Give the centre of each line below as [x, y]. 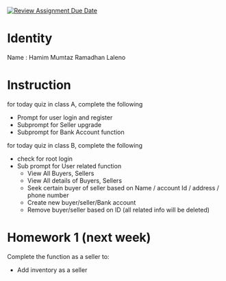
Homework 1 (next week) [79, 238]
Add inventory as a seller [52, 270]
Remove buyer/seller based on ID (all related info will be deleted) [118, 210]
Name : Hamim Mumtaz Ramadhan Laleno [66, 57]
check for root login [45, 159]
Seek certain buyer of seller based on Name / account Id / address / [123, 188]
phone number [48, 195]
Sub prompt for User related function [69, 166]
